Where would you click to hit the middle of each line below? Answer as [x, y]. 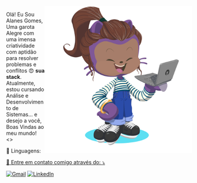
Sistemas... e [22, 114]
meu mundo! [22, 133]
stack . [14, 77]
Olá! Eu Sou [20, 14]
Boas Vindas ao [25, 127]
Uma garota [20, 27]
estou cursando [25, 89]
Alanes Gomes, [24, 21]
